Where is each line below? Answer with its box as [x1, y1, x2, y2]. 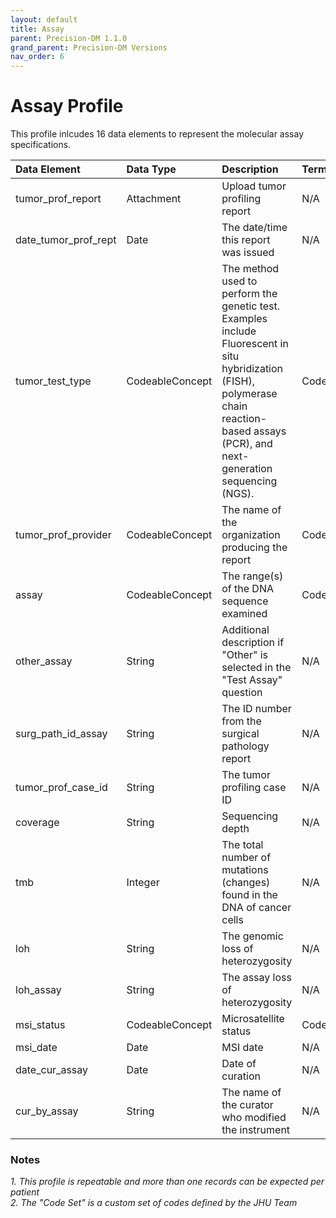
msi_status [15, 1018, 66, 1032]
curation [221, 1069, 261, 1083]
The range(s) [221, 569, 284, 583]
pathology [221, 739, 270, 753]
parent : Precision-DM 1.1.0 [10, 33, 128, 43]
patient [10, 1186, 40, 1198]
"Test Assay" [221, 673, 283, 687]
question [221, 686, 263, 700]
